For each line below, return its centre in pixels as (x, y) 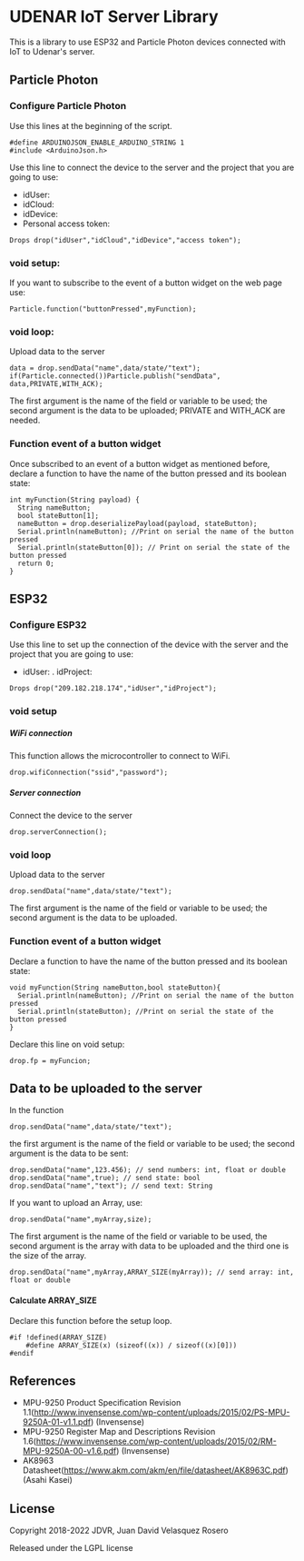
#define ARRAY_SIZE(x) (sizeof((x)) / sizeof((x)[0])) (132, 1345)
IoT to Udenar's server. (52, 51)
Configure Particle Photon (68, 106)
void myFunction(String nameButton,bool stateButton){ (115, 988)
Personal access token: (66, 224)
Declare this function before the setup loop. (91, 1320)
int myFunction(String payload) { (75, 500)
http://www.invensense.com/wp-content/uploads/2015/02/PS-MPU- (162, 1412)
